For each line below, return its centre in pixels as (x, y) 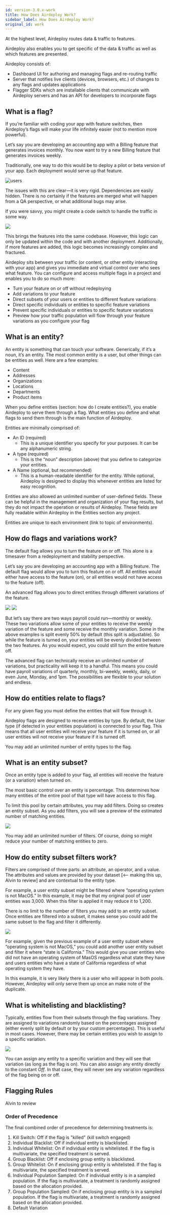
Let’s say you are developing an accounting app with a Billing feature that (82, 145)
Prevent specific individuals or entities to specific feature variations (83, 310)
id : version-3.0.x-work (30, 10)
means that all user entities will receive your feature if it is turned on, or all (82, 731)
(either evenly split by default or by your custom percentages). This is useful (85, 1028)
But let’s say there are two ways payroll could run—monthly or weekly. (79, 618)
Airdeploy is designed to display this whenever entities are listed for (91, 481)
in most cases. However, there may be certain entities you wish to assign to (84, 1033)
